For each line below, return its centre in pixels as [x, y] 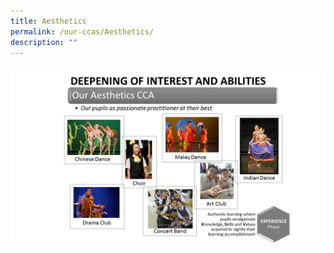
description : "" [44, 42]
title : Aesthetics [48, 21]
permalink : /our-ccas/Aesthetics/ [82, 31]
